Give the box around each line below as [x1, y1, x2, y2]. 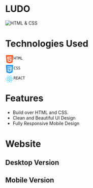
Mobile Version [5, 176, 54, 184]
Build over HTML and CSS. [12, 109, 69, 115]
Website [5, 138, 41, 150]
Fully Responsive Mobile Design [12, 120, 80, 126]
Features [5, 92, 44, 104]
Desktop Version [5, 158, 59, 167]
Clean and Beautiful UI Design [12, 114, 76, 121]
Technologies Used [5, 38, 89, 50]
